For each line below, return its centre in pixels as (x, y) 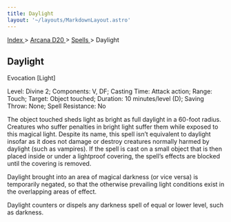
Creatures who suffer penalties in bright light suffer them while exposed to (113, 127)
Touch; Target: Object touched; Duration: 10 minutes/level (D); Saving (106, 99)
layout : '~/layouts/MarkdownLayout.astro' (69, 20)
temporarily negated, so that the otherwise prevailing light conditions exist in (116, 185)
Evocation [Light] (31, 78)
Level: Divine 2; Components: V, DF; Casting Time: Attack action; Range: (110, 91)
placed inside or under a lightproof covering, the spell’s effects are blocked (114, 156)
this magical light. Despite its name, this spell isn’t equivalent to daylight (109, 134)
